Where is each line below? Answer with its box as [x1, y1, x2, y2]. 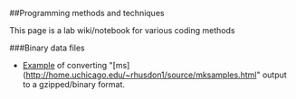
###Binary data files [9, 42, 85, 53]
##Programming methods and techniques [9, 8, 165, 18]
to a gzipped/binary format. [22, 79, 125, 89]
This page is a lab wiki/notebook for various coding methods [9, 25, 235, 35]
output [262, 69, 287, 80]
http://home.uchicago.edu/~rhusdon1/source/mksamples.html [25, 69, 257, 80]
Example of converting [22, 60, 108, 70]
